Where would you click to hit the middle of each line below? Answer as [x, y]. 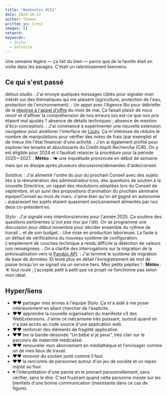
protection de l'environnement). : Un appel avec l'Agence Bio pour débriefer [83, 105]
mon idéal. [16, 275]
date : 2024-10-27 [23, 14]
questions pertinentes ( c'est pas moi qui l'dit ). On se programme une [76, 222]
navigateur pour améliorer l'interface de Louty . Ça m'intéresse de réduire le [83, 131]
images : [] [16, 28]
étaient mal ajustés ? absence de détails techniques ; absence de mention [81, 121]
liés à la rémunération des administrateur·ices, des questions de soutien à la [83, 180]
